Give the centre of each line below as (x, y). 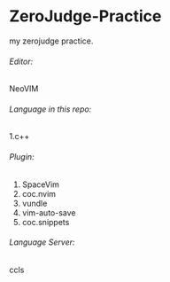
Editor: (21, 61)
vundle (35, 203)
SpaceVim (41, 184)
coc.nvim (39, 193)
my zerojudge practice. (51, 41)
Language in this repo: (50, 109)
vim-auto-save (49, 212)
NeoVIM (24, 89)
